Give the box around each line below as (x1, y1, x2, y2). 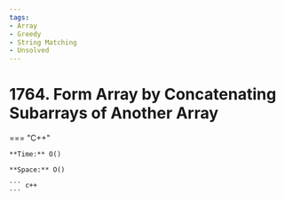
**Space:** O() (9, 165, 66, 174)
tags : (9, 12, 29, 22)
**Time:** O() (9, 150, 62, 159)
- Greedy (9, 29, 42, 38)
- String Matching (9, 37, 77, 47)
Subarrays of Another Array (9, 103, 219, 124)
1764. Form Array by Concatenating (9, 84, 277, 105)
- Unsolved (9, 46, 50, 55)
